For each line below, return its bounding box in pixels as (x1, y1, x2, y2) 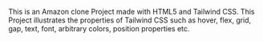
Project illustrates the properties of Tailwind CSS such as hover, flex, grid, (8, 15, 252, 25)
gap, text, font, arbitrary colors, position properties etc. (8, 24, 190, 33)
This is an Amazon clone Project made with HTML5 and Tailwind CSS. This (8, 7, 255, 16)
